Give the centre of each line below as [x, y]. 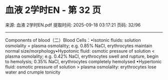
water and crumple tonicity [33, 72]
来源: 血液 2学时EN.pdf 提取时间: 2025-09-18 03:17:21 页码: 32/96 [73, 25]
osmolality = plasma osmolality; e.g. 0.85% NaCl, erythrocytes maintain [79, 46]
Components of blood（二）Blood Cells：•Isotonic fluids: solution [73, 40]
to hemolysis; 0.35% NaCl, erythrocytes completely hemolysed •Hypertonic [83, 61]
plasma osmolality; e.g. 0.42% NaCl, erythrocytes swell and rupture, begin [82, 56]
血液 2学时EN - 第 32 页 [53, 10]
